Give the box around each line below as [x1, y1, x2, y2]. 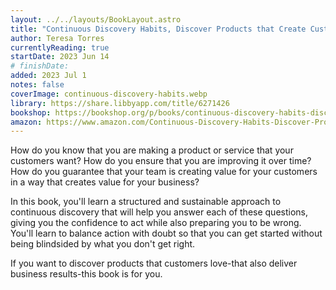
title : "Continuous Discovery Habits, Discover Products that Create [10, 24, 307, 34]
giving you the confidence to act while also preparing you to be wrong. [10, 217, 302, 229]
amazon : [10, 117, 43, 127]
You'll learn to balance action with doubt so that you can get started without [10, 227, 323, 240]
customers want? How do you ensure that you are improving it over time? [10, 155, 312, 167]
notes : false [10, 80, 65, 90]
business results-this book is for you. [10, 268, 163, 280]
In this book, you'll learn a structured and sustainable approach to [10, 196, 282, 208]
